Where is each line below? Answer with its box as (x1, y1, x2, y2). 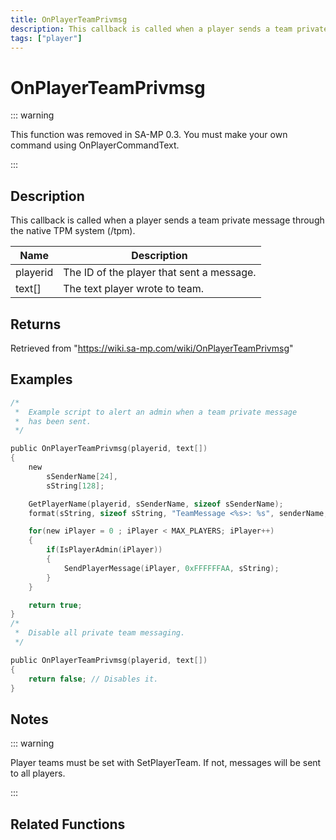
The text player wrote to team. (63, 282, 205, 296)
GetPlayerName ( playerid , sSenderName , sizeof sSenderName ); (28, 499, 284, 509)
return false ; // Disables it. (28, 674, 159, 684)
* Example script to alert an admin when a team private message (14, 407, 298, 417)
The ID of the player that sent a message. (63, 266, 257, 280)
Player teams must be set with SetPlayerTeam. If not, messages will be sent (10, 757, 322, 769)
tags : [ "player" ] (10, 33, 83, 43)
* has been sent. (14, 416, 92, 426)
